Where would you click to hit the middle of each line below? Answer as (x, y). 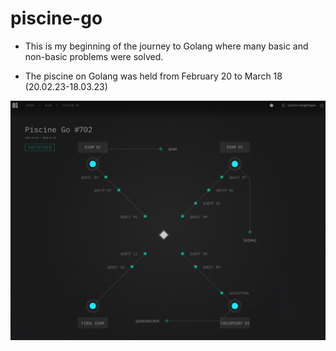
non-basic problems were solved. (94, 56)
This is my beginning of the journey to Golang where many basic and (166, 46)
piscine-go (56, 18)
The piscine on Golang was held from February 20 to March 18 (153, 76)
